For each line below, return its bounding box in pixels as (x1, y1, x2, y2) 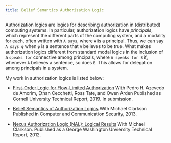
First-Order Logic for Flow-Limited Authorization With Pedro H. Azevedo (12, 85, 165, 91)
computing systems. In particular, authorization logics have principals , (5, 27, 153, 33)
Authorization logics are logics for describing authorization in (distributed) (5, 21, 161, 28)
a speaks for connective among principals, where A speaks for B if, (5, 54, 148, 60)
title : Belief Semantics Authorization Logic (5, 7, 104, 13)
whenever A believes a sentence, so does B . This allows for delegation (5, 59, 152, 65)
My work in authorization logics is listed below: (5, 75, 104, 81)
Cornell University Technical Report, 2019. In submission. (12, 96, 133, 102)
